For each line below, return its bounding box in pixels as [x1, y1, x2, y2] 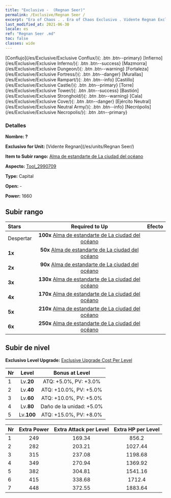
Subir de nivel [5, 344, 50, 352]
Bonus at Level [53, 369, 91, 376]
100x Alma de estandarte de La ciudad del [38, 231, 141, 238]
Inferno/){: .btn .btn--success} [57, 60, 121, 66]
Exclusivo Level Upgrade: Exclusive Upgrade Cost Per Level [5, 357, 132, 363]
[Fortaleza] [125, 65, 149, 72]
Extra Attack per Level [53, 425, 109, 433]
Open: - [5, 183, 22, 189]
